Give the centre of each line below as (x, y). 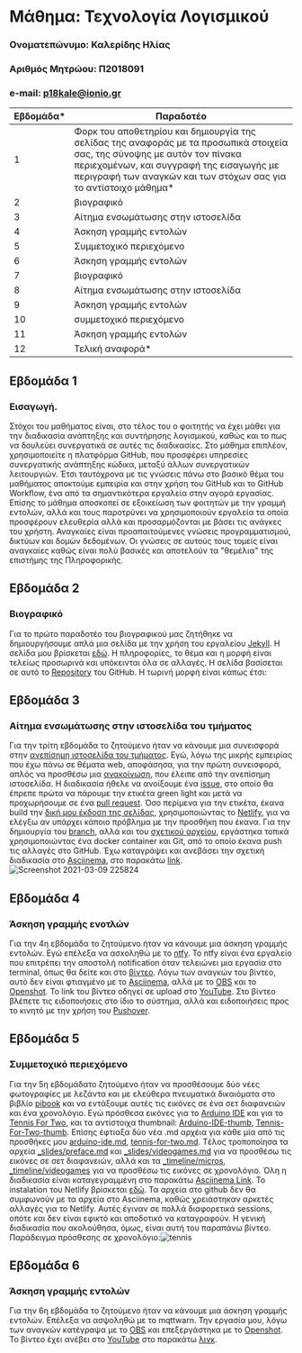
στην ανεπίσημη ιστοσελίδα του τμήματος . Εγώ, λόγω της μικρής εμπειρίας (151, 755)
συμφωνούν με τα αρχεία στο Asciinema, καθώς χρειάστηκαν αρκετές (142, 1199)
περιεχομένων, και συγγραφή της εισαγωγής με (177, 166)
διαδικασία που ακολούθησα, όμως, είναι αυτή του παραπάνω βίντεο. (140, 1228)
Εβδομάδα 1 (44, 381)
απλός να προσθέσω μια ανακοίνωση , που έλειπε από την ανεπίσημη (140, 774)
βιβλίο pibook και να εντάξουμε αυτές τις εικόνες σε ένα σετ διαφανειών (147, 1103)
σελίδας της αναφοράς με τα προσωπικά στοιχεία (181, 143)
